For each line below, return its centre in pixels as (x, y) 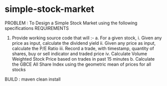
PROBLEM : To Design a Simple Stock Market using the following (71, 23)
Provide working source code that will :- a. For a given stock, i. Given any (87, 38)
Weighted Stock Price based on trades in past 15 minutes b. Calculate (83, 59)
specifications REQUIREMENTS (37, 28)
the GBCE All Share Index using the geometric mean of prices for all (82, 64)
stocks (19, 69)
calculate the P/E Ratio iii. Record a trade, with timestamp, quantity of (83, 48)
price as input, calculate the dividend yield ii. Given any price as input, (84, 43)
